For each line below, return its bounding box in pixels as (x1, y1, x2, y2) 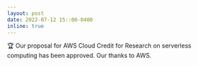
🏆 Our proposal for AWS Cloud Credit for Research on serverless (7, 42, 192, 50)
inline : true (7, 22, 44, 29)
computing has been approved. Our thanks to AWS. (7, 52, 152, 60)
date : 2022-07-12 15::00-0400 (7, 16, 94, 23)
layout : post (7, 10, 44, 17)
